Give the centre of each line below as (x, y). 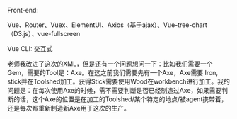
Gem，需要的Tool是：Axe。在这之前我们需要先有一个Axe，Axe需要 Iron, (112, 73)
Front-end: (23, 10)
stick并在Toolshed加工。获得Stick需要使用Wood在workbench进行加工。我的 (118, 81)
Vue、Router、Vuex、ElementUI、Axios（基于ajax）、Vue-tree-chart (107, 25)
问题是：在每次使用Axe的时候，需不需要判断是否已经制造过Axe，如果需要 (115, 90)
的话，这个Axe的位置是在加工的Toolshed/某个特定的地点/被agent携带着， (120, 99)
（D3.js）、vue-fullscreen (44, 34)
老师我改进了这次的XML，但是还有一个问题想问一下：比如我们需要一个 (110, 64)
